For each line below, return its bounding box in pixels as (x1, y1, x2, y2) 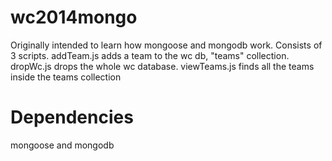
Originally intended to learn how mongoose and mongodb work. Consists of (10, 39, 323, 51)
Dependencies (10, 106, 134, 129)
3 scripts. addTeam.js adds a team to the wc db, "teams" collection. (10, 49, 290, 61)
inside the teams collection (10, 71, 122, 83)
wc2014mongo (10, 6, 138, 29)
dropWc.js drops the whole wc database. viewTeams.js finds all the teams (10, 60, 315, 72)
